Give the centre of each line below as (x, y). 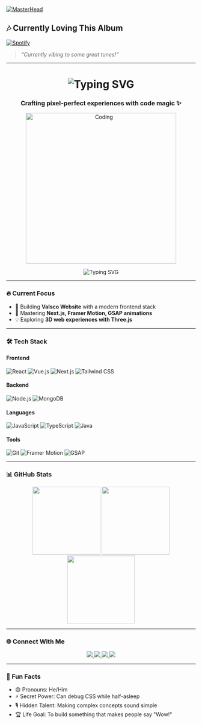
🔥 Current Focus (31, 293)
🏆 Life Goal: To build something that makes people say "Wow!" (93, 714)
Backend (17, 385)
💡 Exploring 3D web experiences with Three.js (74, 319)
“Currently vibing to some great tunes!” (70, 54)
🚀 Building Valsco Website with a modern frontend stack (85, 307)
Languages (20, 412)
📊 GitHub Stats (29, 475)
